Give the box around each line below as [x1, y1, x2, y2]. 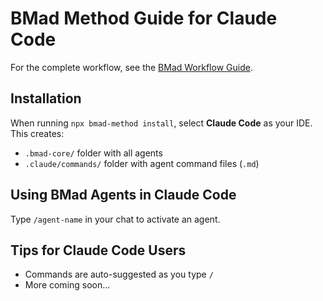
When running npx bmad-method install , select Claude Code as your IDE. [10, 117, 313, 129]
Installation [10, 90, 82, 107]
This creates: [10, 127, 65, 139]
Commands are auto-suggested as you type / [24, 268, 214, 281]
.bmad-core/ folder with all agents [24, 147, 163, 159]
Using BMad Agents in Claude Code [10, 187, 237, 204]
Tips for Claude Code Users [10, 242, 187, 259]
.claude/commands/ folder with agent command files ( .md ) [24, 157, 260, 169]
